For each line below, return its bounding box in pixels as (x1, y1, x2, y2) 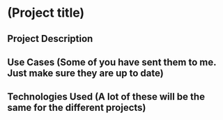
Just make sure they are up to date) (7, 67, 164, 79)
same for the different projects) (7, 102, 146, 114)
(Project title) (7, 5, 85, 21)
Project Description (7, 33, 93, 45)
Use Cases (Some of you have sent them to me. (7, 56, 217, 68)
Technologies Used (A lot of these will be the (7, 91, 206, 103)
